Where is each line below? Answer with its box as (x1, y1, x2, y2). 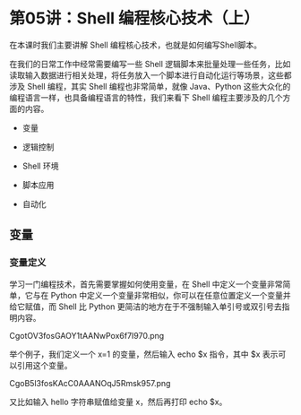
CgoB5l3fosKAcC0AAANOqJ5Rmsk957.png (9, 377, 171, 388)
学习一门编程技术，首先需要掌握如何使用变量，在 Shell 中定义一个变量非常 (9, 279, 284, 290)
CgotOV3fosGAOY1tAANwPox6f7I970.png (9, 330, 165, 341)
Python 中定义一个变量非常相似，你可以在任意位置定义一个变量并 (50, 290, 291, 300)
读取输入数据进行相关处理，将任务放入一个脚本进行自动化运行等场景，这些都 (9, 69, 292, 81)
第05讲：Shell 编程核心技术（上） (9, 8, 260, 29)
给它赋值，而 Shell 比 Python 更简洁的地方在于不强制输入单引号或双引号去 (9, 301, 282, 312)
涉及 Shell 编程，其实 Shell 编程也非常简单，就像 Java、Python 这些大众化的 (9, 81, 291, 91)
